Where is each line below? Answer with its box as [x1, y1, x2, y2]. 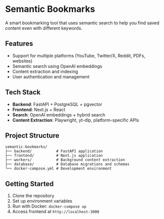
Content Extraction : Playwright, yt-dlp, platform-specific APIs [12, 117, 140, 123]
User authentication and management [12, 73, 90, 80]
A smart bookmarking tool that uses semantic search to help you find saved [5, 20, 160, 26]
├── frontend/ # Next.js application [5, 153, 103, 158]
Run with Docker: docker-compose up [12, 203, 87, 209]
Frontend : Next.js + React [12, 107, 65, 112]
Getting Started [5, 179, 54, 188]
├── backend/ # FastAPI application [5, 149, 103, 154]
